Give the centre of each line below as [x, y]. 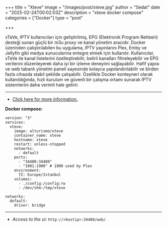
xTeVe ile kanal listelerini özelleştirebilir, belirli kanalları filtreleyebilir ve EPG [82, 58]
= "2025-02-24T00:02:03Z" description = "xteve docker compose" [74, 12]
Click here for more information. [45, 99]
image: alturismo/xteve [39, 131]
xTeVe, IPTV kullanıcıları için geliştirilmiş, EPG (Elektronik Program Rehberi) [82, 37]
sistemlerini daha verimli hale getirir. [42, 85]
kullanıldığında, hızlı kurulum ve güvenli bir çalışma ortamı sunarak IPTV [78, 80]
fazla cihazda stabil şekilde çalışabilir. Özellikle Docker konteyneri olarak [79, 74]
